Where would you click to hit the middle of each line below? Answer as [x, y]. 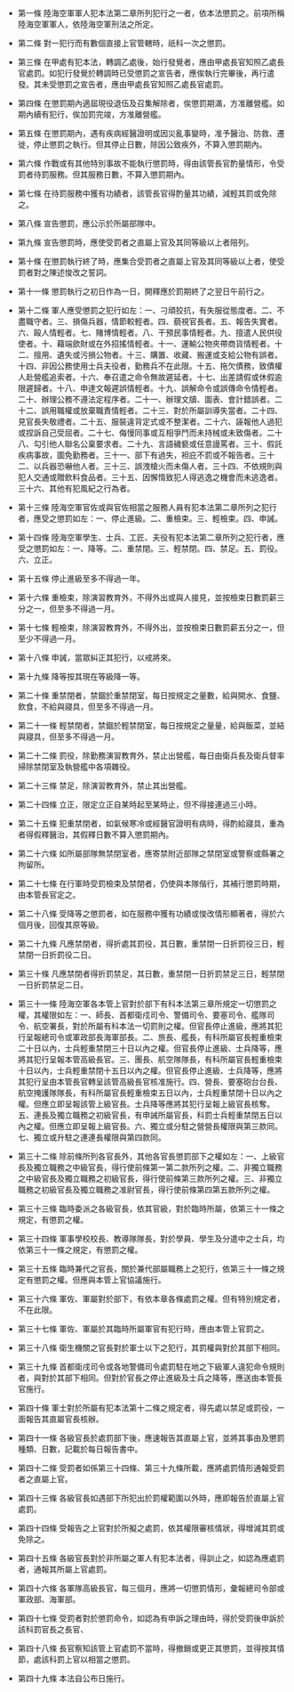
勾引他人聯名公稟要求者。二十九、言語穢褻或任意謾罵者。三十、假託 [158, 444]
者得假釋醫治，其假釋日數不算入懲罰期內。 [95, 834]
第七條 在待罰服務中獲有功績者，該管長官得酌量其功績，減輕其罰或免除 [147, 193]
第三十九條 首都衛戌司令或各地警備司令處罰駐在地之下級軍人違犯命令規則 [151, 1367]
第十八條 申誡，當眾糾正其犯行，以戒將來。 [96, 658]
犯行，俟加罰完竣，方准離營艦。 [107, 114]
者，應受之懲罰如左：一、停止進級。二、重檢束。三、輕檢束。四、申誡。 [150, 518]
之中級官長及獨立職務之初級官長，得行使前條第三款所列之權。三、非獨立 [150, 1179]
